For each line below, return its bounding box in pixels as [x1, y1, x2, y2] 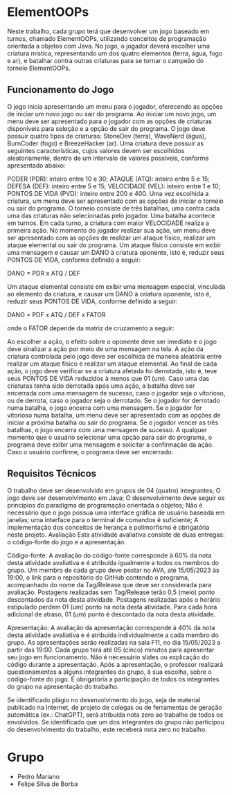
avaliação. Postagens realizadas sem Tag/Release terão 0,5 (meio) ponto [7, 588, 215, 596]
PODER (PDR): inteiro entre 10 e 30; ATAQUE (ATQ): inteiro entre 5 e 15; [7, 175, 210, 183]
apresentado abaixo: [7, 161, 66, 170]
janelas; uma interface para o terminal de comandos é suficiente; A [7, 515, 199, 524]
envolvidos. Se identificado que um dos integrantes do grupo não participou [7, 717, 225, 726]
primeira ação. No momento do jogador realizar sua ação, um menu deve [7, 226, 216, 234]
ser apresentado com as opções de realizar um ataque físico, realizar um [7, 233, 216, 242]
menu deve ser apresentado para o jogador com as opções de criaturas [7, 117, 213, 125]
